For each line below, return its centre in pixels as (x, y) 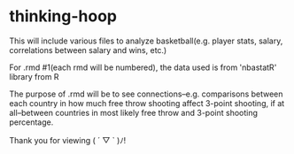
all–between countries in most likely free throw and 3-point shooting (134, 112)
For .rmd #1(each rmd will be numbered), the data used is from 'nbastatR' (143, 67)
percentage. (31, 122)
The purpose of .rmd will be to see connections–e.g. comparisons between (146, 94)
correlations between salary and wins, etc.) (88, 50)
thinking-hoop (63, 16)
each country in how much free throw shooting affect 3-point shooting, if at (147, 103)
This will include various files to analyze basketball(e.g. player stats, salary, (146, 41)
